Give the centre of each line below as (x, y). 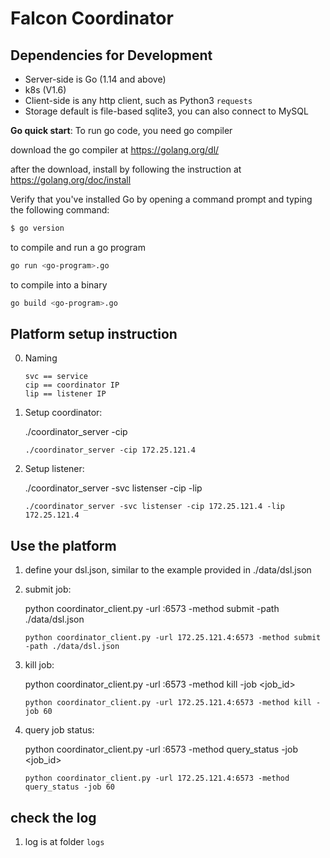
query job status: (59, 730)
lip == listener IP (65, 394)
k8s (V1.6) (45, 90)
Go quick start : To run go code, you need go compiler (121, 130)
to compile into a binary (59, 284)
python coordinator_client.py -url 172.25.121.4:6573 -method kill (168, 703)
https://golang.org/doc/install (71, 180)
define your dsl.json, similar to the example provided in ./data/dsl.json (168, 570)
